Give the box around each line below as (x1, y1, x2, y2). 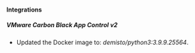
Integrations (6, 5, 42, 14)
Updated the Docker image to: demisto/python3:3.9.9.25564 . (16, 38, 189, 46)
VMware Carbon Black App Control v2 (6, 21, 118, 29)
